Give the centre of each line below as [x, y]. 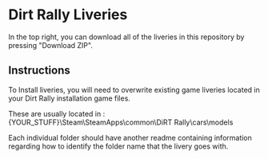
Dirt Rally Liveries [68, 15]
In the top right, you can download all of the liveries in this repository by [126, 37]
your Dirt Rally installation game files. [69, 98]
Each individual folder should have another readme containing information [130, 137]
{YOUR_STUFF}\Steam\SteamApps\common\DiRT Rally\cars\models [121, 122]
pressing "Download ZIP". [51, 45]
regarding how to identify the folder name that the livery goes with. [118, 146]
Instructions [39, 71]
